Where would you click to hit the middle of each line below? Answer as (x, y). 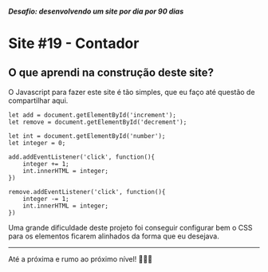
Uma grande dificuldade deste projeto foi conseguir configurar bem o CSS (130, 227)
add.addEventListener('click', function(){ (82, 157)
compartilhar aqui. (38, 101)
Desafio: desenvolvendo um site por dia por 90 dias (96, 11)
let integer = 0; (37, 143)
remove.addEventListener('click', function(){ (87, 191)
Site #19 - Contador (74, 43)
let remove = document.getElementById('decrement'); (98, 122)
